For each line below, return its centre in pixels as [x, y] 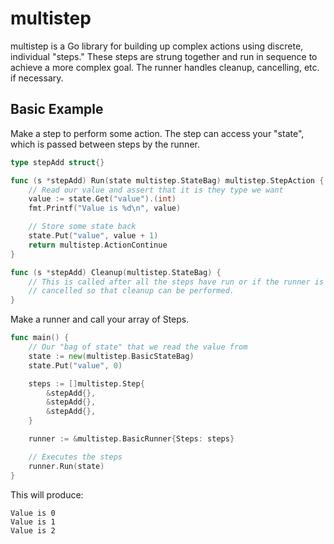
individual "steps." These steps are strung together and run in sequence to [164, 56]
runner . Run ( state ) [66, 466]
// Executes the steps [75, 457]
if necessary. [37, 78]
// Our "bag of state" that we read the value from [138, 347]
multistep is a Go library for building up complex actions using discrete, [157, 46]
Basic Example [57, 109]
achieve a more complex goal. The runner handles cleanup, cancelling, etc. [165, 67]
